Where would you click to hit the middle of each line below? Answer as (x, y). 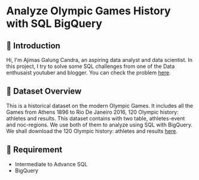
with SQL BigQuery (54, 24)
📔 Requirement (34, 150)
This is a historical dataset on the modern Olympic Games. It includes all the (99, 105)
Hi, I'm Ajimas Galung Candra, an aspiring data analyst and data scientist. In (99, 60)
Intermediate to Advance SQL (51, 164)
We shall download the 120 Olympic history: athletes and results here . (92, 131)
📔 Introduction (33, 46)
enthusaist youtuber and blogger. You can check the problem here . (89, 72)
